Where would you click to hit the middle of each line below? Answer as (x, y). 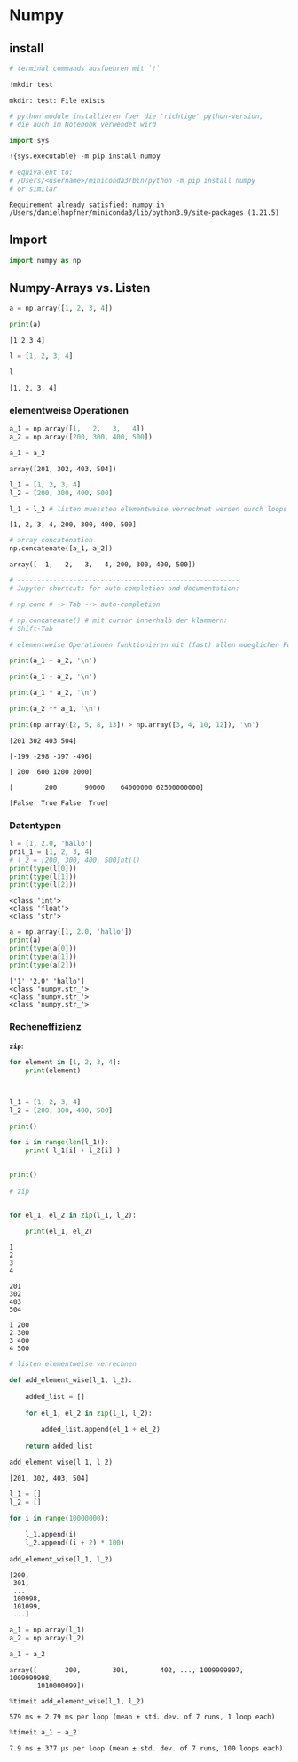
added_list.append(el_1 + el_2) (101, 1430)
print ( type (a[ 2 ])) (43, 965)
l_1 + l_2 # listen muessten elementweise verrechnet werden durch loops (149, 509)
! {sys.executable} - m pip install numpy (85, 156)
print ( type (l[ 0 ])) (43, 868)
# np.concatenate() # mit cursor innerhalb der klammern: (118, 620)
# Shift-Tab (31, 628)
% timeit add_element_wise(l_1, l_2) (77, 1701)
